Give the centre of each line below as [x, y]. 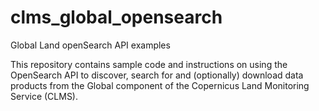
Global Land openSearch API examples [90, 45]
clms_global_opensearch [116, 17]
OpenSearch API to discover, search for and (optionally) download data [157, 75]
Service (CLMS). [44, 96]
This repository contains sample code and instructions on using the [149, 64]
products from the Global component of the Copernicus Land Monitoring [160, 85]
